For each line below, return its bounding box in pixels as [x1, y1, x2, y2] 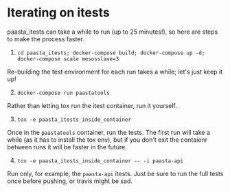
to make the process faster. [7, 34, 84, 43]
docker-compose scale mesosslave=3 [16, 55, 119, 63]
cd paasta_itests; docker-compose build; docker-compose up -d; [16, 50, 205, 56]
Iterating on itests [7, 5, 110, 21]
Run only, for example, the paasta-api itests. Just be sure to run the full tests [7, 169, 224, 178]
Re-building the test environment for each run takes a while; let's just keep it [7, 67, 223, 76]
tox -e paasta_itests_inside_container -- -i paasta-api [16, 157, 184, 164]
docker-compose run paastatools [16, 89, 110, 96]
